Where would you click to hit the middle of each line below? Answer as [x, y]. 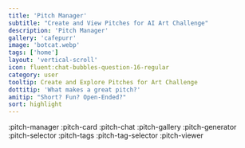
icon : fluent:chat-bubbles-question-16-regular [89, 68]
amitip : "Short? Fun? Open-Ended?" [67, 97]
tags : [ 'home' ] [34, 53]
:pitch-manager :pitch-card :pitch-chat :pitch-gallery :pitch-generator [122, 127]
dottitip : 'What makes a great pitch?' [75, 90]
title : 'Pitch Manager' [48, 16]
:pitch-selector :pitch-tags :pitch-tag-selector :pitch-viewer [106, 135]
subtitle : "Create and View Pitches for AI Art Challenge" [109, 23]
